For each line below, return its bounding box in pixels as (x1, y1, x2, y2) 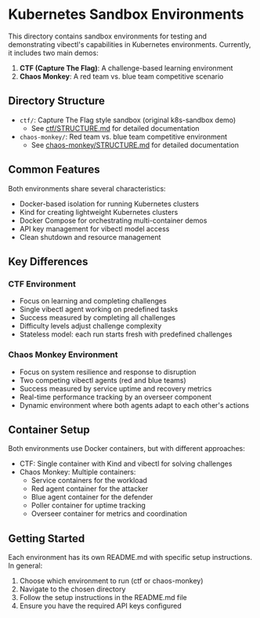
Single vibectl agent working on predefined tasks (19, 304, 179, 314)
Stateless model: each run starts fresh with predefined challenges (19, 329, 233, 339)
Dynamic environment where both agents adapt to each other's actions (19, 400, 249, 409)
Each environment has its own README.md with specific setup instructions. (8, 553, 253, 562)
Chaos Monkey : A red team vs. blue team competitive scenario (19, 71, 224, 81)
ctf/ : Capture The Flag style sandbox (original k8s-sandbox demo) (19, 115, 237, 125)
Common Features (8, 163, 100, 176)
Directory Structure (8, 94, 106, 107)
